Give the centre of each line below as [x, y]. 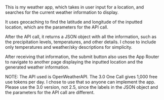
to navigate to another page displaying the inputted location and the [74, 62]
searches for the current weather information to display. [62, 12]
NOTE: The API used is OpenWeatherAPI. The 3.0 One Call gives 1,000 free [81, 77]
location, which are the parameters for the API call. [57, 27]
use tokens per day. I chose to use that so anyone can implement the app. [80, 82]
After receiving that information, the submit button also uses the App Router [82, 57]
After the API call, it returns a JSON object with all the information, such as [81, 37]
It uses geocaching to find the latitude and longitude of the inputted [74, 22]
